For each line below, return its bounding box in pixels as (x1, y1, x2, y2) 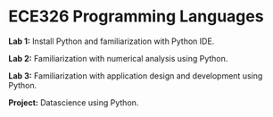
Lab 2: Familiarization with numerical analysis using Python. (8, 53, 228, 63)
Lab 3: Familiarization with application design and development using (8, 70, 263, 81)
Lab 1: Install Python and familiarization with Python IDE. (8, 36, 215, 46)
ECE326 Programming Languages (8, 6, 264, 27)
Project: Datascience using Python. (8, 96, 139, 108)
